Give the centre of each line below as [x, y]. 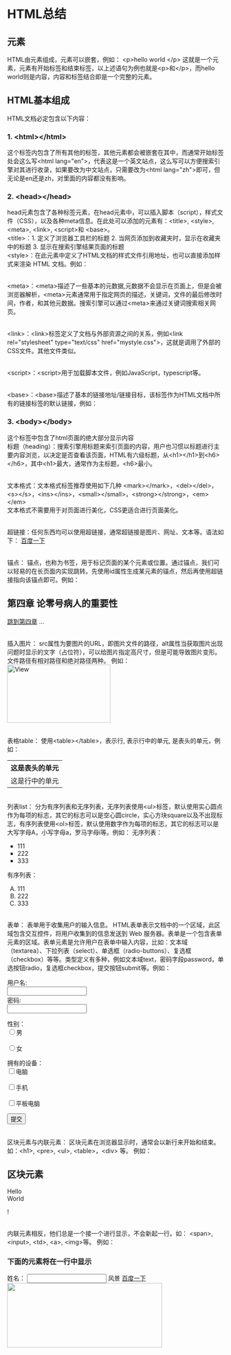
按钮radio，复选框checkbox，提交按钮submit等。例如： [92, 967]
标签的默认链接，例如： [64, 403]
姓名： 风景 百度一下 [77, 1278]
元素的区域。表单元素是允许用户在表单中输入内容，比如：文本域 [97, 942]
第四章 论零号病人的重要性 [63, 603]
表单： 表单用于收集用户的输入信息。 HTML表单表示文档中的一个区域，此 [111, 925]
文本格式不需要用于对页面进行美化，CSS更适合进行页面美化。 [95, 510]
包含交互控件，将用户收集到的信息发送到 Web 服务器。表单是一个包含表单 [117, 933]
